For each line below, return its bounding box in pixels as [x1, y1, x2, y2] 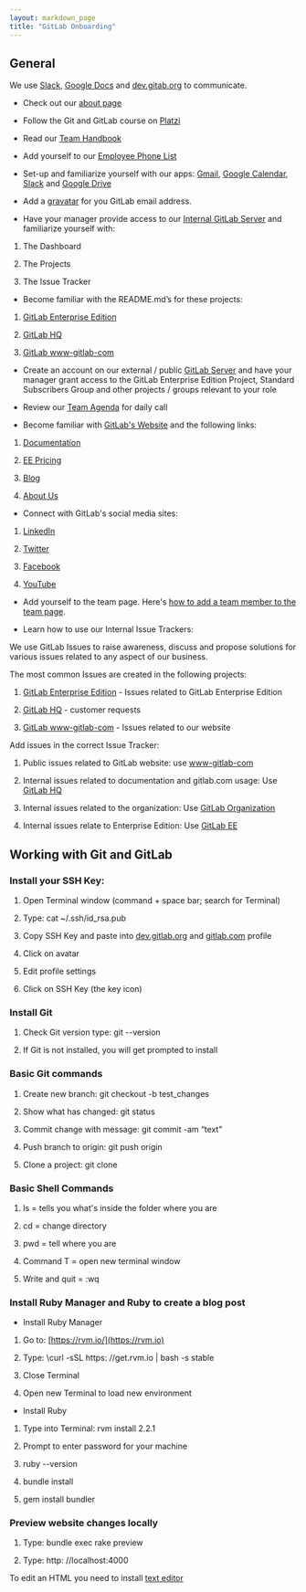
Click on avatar [22, 948, 80, 959]
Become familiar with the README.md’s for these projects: [22, 294, 244, 305]
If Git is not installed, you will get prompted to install [22, 1045, 218, 1056]
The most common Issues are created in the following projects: [9, 669, 247, 680]
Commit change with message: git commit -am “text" [22, 1123, 223, 1134]
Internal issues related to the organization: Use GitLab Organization [22, 803, 276, 814]
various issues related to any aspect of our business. [9, 651, 208, 662]
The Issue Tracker [22, 276, 91, 288]
